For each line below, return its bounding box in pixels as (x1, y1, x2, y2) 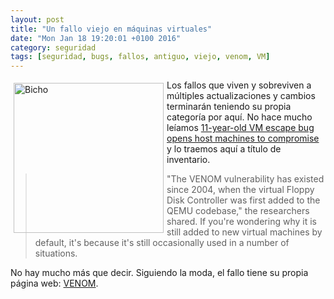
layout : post (10, 14, 65, 25)
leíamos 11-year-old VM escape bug (166, 122, 315, 134)
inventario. (166, 154, 211, 166)
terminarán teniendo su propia (166, 101, 292, 113)
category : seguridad (10, 42, 97, 53)
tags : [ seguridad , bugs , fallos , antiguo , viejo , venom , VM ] (10, 52, 271, 62)
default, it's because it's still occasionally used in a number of (34, 237, 290, 249)
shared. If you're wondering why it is (166, 216, 317, 228)
